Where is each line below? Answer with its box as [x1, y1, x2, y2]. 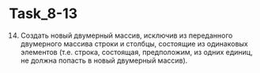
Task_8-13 [9, 5, 78, 23]
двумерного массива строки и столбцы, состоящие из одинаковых [20, 38, 248, 48]
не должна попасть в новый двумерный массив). [20, 56, 188, 65]
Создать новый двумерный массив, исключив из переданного [20, 31, 233, 40]
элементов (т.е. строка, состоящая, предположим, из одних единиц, [20, 47, 253, 57]
